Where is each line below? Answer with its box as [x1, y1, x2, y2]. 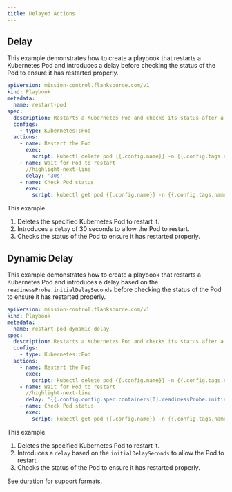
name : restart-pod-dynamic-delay [13, 325, 110, 332]
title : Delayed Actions [7, 10, 76, 17]
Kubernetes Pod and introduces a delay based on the [7, 278, 159, 286]
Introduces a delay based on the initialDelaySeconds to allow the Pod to [17, 448, 224, 457]
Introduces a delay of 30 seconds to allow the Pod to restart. [17, 225, 190, 233]
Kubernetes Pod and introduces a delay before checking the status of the [7, 62, 216, 70]
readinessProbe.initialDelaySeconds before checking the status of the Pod [7, 285, 222, 293]
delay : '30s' [25, 172, 64, 179]
